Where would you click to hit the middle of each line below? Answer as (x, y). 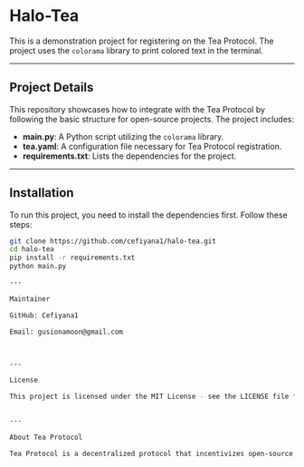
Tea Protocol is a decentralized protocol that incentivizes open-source (152, 453)
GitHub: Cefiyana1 (44, 315)
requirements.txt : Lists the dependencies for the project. (129, 156)
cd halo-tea (32, 249)
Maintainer (30, 299)
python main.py (38, 267)
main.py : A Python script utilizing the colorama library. (123, 136)
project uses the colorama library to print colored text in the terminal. (137, 50)
